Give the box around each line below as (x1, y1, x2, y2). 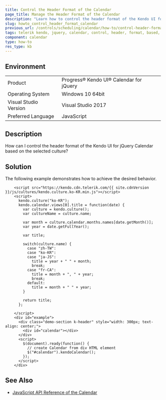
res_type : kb (5, 44, 32, 49)
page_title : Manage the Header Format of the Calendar (5, 12, 121, 17)
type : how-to (5, 40, 32, 45)
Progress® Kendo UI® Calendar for (61, 76, 142, 83)
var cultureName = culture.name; (23, 211, 92, 216)
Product (7, 80, 26, 87)
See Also (5, 376, 33, 385)
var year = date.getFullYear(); (23, 224, 90, 229)
